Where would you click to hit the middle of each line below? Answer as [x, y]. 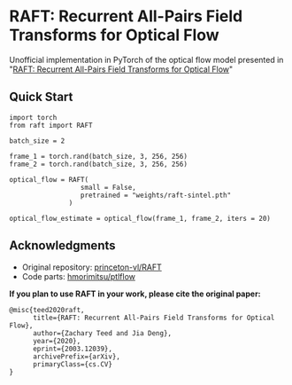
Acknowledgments [63, 246]
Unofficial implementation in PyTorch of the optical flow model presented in [146, 59]
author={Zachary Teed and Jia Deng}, [102, 333]
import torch [33, 117]
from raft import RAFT [51, 125]
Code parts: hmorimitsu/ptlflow [78, 276]
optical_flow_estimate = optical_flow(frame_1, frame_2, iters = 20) [140, 218]
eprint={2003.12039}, [73, 349]
